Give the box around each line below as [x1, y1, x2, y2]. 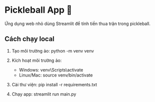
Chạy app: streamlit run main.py [11, 91, 77, 97]
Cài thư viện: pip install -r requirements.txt [11, 81, 98, 87]
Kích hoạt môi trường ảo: [11, 57, 62, 63]
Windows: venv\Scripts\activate [19, 67, 84, 73]
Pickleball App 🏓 [4, 4, 72, 16]
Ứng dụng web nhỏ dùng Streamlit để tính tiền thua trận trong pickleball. [4, 21, 151, 26]
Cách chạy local [4, 35, 55, 43]
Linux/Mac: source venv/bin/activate [19, 72, 93, 78]
